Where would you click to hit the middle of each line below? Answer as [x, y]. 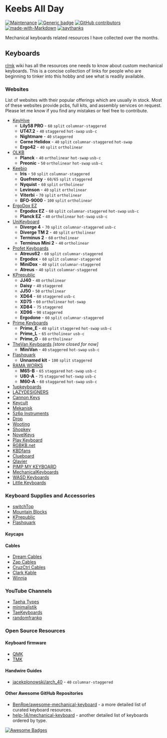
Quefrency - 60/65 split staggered [56, 179]
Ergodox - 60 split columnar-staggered [60, 259]
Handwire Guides [23, 671]
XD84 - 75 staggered [41, 307]
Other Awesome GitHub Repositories [44, 693]
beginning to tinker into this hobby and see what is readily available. [75, 76]
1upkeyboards [27, 387]
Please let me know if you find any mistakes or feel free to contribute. [77, 111]
